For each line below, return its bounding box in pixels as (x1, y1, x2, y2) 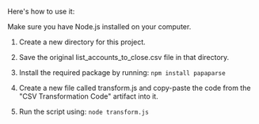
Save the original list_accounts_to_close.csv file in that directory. (18, 53, 230, 62)
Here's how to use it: (7, 7, 75, 16)
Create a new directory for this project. (18, 37, 146, 47)
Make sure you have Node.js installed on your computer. (7, 22, 192, 31)
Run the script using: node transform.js (18, 107, 150, 116)
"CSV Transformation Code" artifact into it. (18, 92, 159, 101)
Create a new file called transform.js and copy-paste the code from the (18, 83, 251, 92)
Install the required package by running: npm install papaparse (18, 68, 227, 77)
